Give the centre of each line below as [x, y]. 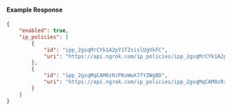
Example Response [35, 10]
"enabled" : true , [44, 31]
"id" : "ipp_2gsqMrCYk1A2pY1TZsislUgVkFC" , [106, 50]
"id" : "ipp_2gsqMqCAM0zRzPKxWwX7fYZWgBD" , [106, 76]
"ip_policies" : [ [44, 37]
